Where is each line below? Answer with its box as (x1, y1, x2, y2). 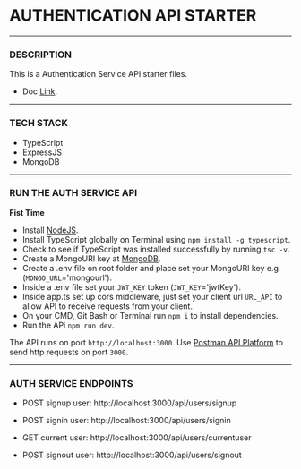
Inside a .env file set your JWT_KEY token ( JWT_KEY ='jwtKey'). (21, 281, 242, 292)
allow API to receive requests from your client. (21, 301, 193, 311)
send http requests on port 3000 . (9, 346, 128, 357)
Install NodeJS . (21, 225, 79, 235)
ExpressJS (21, 147, 63, 158)
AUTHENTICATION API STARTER (9, 5, 257, 26)
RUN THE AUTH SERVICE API (9, 187, 138, 200)
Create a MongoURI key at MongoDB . (21, 252, 161, 264)
